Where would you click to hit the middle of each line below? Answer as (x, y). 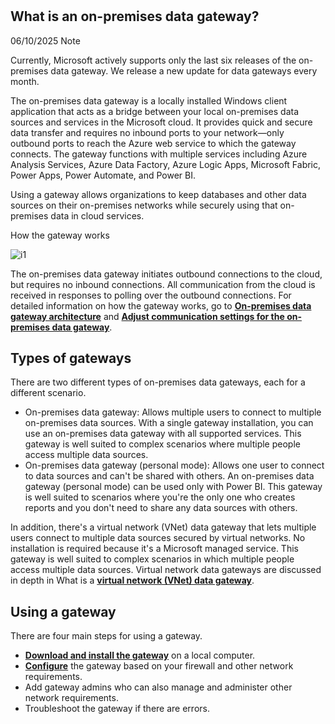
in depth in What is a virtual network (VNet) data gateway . (132, 580)
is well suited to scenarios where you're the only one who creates (160, 497)
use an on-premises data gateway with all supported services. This (163, 434)
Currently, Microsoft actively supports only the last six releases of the (153, 60)
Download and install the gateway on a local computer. (140, 655)
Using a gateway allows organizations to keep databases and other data (158, 194)
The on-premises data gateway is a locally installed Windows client (149, 100)
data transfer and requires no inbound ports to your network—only (147, 132)
